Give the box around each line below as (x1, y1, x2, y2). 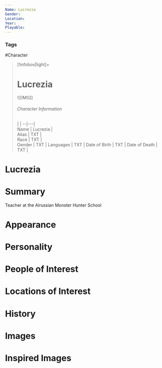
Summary (5, 186, 45, 197)
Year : (5, 20, 16, 26)
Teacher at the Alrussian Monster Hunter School (5, 202, 102, 208)
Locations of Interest (5, 286, 91, 297)
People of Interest (5, 263, 79, 275)
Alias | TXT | (17, 131, 42, 137)
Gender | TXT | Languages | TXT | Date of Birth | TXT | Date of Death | (17, 141, 158, 147)
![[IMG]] (17, 95, 33, 101)
